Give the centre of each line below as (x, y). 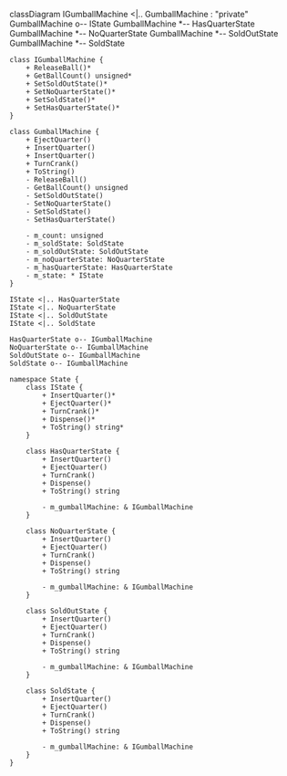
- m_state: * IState (65, 276)
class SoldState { (61, 691)
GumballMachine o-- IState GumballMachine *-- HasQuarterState (132, 24)
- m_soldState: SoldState (75, 244)
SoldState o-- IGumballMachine (69, 363)
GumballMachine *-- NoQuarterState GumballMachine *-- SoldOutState (144, 33)
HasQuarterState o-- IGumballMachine (81, 340)
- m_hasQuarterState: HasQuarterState (99, 267)
